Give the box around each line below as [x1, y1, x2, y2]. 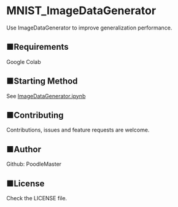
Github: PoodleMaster [6, 160, 62, 168]
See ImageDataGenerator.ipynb [6, 92, 86, 100]
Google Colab [6, 58, 41, 65]
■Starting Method [6, 76, 78, 87]
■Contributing [6, 110, 64, 120]
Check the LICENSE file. [6, 195, 68, 201]
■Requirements [6, 42, 69, 52]
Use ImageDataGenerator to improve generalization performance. [6, 24, 172, 31]
